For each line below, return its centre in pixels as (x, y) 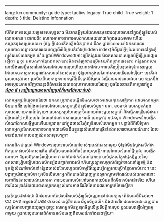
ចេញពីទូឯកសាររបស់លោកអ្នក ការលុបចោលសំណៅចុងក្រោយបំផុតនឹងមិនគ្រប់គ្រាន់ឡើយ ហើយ (80, 180)
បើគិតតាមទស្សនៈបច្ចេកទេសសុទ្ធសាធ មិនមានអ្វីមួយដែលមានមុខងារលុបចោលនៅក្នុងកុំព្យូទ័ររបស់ (81, 32)
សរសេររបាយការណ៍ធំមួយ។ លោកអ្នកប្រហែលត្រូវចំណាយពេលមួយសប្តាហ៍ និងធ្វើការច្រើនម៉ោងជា (82, 112)
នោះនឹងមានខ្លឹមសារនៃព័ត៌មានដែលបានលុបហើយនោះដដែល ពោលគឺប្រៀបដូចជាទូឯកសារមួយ (79, 67)
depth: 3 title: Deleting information (40, 18)
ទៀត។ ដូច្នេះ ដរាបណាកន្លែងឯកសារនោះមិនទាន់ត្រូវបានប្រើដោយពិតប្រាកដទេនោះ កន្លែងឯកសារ (81, 61)
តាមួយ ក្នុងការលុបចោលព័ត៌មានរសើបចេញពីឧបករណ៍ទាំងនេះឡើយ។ (59, 213)
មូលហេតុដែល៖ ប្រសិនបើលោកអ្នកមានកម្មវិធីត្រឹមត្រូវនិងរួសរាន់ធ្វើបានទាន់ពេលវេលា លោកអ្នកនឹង (82, 78)
